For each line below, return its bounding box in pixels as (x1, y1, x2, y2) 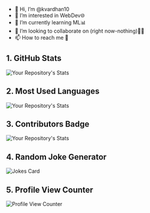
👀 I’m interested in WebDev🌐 (14, 12, 85, 19)
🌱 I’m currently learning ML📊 (14, 19, 86, 26)
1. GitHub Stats (6, 53, 62, 63)
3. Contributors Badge (6, 119, 90, 130)
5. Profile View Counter (6, 185, 93, 195)
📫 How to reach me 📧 (14, 34, 69, 41)
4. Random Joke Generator (6, 151, 107, 162)
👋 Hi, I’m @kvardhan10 (14, 6, 70, 12)
